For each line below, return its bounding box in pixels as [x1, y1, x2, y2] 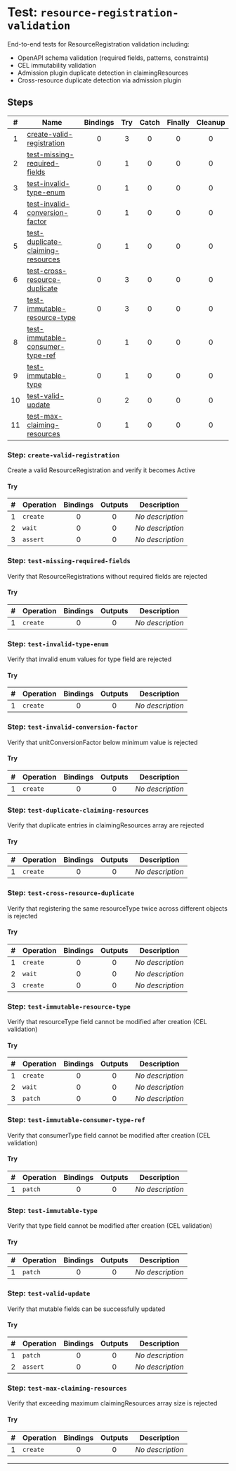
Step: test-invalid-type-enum [7, 639, 109, 648]
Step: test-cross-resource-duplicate [7, 888, 135, 898]
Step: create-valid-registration [7, 450, 120, 460]
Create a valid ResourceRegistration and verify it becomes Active [7, 466, 195, 474]
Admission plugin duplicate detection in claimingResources [17, 68, 188, 77]
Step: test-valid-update [7, 1288, 91, 1298]
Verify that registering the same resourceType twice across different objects [7, 904, 228, 913]
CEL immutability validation [17, 61, 96, 69]
